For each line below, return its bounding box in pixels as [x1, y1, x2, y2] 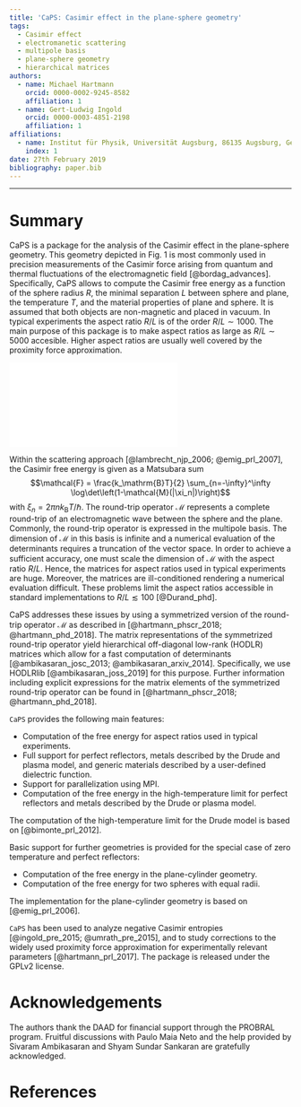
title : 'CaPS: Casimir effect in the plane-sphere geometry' [9, 13, 243, 22]
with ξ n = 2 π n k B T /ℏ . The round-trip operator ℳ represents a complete [9, 501, 271, 515]
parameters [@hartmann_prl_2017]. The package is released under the [9, 952, 271, 963]
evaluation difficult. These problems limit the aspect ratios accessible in [9, 582, 274, 593]
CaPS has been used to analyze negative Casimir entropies [9, 923, 224, 934]
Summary [9, 210, 83, 231]
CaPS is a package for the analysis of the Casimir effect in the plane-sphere [9, 240, 289, 251]
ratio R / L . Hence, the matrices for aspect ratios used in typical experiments [9, 563, 287, 574]
